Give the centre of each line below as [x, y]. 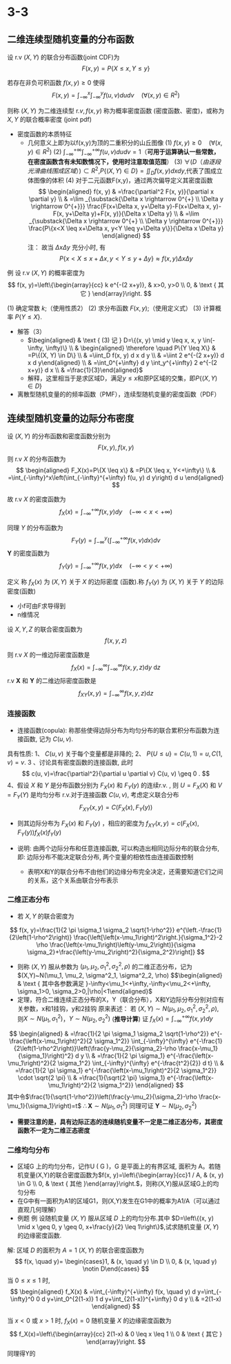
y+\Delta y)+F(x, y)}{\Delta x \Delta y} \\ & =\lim [132, 214]
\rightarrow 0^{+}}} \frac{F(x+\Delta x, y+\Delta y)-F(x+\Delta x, [121, 206]
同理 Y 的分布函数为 [35, 527]
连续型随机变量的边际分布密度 [71, 418]
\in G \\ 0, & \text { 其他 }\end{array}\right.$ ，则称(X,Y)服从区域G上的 [115, 1184]
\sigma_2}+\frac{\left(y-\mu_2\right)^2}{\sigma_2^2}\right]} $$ [116, 952]
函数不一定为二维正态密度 [53, 1130]
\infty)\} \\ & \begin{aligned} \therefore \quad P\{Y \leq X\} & [131, 348]
